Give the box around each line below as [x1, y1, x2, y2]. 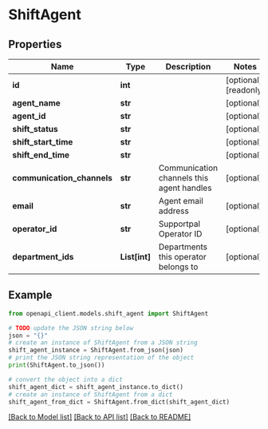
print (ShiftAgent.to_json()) [8, 361, 105, 369]
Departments [158, 241, 208, 252]
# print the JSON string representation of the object [8, 354, 195, 362]
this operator [158, 252, 207, 262]
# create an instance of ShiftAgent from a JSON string [8, 339, 198, 347]
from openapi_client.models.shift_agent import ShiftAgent [8, 309, 209, 317]
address [158, 205, 189, 216]
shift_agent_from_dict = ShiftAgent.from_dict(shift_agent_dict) [8, 398, 230, 406]
